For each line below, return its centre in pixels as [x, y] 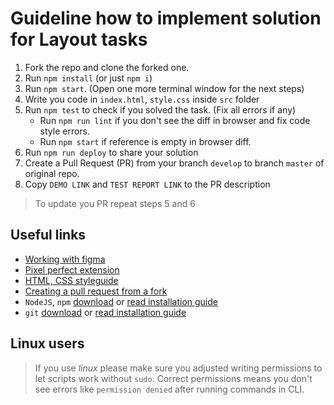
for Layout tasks [79, 39]
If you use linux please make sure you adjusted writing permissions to [178, 368]
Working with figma [65, 259]
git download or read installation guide [105, 312]
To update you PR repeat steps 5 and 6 [115, 203]
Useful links [48, 235]
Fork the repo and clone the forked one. [107, 67]
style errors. [65, 131]
